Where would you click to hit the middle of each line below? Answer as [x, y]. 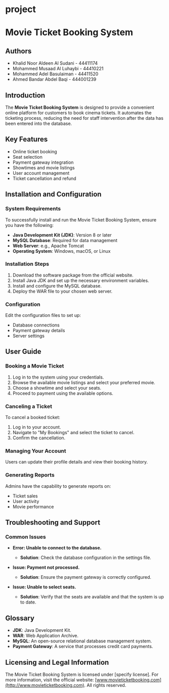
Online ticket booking [35, 151]
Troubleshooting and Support [53, 522]
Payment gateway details [39, 331]
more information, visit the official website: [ [51, 680]
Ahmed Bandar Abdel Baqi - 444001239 [54, 79]
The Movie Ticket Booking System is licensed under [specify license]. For [82, 674]
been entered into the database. [39, 123]
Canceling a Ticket [29, 406]
